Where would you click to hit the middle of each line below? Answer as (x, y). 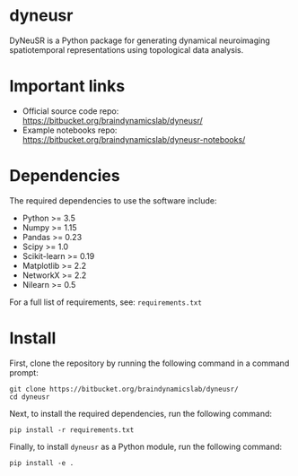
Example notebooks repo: (70, 130)
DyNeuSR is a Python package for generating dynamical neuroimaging (140, 40)
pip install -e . (42, 463)
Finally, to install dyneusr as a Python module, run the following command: (146, 446)
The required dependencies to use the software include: (113, 200)
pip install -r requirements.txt (72, 430)
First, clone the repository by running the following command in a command (149, 363)
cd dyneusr (30, 397)
